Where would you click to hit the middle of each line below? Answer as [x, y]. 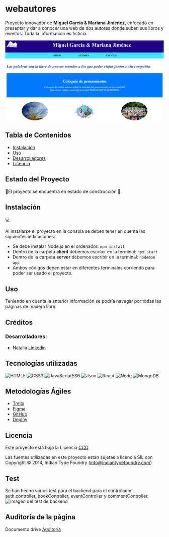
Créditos [19, 322]
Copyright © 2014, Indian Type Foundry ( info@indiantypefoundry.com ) [79, 463]
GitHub [20, 414]
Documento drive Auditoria [33, 529]
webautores [31, 9]
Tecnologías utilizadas [41, 363]
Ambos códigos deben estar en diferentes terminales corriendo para [83, 268]
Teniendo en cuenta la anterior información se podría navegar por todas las [83, 301]
